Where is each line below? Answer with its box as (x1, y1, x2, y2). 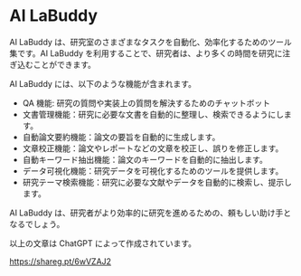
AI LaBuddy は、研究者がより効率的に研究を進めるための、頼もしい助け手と (9, 207, 292, 218)
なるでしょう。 (9, 218, 65, 229)
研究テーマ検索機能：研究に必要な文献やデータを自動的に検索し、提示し (22, 176, 292, 187)
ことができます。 (33, 59, 97, 70)
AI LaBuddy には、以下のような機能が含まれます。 (9, 78, 197, 89)
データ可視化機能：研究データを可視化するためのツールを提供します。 (22, 165, 284, 176)
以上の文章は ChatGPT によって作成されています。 (9, 237, 197, 249)
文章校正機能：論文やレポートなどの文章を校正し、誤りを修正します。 (22, 142, 284, 154)
